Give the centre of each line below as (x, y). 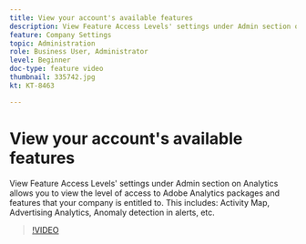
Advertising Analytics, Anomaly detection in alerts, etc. (112, 212)
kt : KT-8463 (32, 86)
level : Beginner (40, 60)
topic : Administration (52, 43)
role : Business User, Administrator (79, 52)
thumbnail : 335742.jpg (52, 77)
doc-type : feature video (56, 69)
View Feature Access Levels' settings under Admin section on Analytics (144, 183)
